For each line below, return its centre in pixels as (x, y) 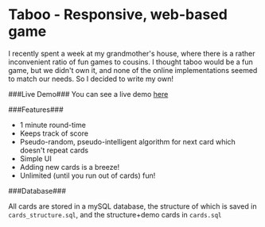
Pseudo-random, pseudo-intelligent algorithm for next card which (128, 141)
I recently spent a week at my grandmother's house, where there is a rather (132, 53)
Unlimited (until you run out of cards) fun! (88, 175)
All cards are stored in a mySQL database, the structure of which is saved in (132, 206)
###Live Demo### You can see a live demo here (88, 94)
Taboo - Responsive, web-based (118, 15)
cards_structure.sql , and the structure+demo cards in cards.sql (115, 214)
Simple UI (35, 158)
